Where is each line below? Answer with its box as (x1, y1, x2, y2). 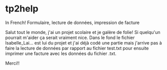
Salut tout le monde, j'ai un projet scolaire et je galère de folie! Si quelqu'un (5, 29, 161, 35)
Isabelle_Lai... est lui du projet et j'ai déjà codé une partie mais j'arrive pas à (5, 39, 162, 45)
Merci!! (5, 60, 20, 66)
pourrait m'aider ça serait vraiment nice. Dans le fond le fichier (5, 34, 135, 40)
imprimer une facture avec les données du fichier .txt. (5, 50, 117, 56)
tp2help (5, 3, 39, 14)
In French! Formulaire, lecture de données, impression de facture (5, 19, 140, 25)
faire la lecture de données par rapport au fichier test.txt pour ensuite (5, 45, 149, 51)
